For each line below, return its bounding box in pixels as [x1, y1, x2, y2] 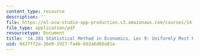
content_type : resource [6, 8, 65, 15]
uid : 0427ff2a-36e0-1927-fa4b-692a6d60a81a [6, 41, 115, 47]
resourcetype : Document [6, 30, 65, 36]
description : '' [6, 14, 46, 20]
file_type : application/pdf [6, 24, 76, 31]
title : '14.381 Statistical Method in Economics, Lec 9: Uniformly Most [6, 36, 190, 41]
